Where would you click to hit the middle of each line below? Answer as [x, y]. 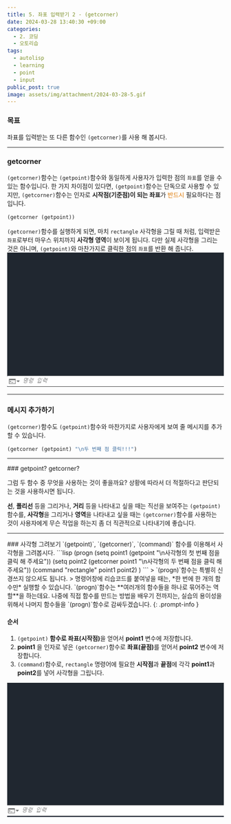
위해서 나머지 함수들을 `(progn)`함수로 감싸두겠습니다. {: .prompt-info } [103, 604]
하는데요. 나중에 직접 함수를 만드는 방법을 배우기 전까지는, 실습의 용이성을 [124, 596]
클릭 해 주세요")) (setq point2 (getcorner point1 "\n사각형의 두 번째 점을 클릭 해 [114, 562]
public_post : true [33, 87]
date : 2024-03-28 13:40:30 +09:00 [57, 22]
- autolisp [29, 59]
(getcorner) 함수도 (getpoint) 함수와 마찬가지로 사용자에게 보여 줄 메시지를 [108, 426]
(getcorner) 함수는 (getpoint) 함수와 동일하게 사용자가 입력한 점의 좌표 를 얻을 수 [114, 177]
